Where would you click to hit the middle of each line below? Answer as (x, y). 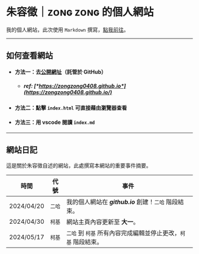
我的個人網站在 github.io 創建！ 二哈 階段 (122, 202)
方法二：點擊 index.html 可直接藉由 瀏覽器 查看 (71, 108)
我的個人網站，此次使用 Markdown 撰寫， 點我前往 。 (68, 30)
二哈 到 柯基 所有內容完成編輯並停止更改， (123, 233)
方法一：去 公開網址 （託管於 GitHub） (60, 72)
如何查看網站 (30, 56)
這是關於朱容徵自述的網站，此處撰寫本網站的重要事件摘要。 (79, 165)
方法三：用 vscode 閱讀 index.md (55, 123)
